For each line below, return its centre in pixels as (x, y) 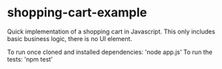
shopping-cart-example (77, 13)
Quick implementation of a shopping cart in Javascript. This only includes (111, 31)
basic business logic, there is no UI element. (70, 38)
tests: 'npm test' (30, 59)
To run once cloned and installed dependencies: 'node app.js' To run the (110, 52)
